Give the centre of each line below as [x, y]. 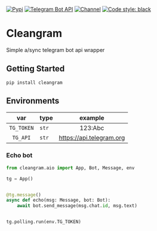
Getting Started [36, 69]
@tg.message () [24, 194]
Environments [33, 101]
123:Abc [92, 127]
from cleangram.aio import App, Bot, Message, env [70, 168]
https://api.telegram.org [92, 138]
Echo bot [19, 156]
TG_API [21, 137]
